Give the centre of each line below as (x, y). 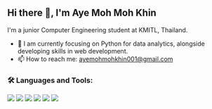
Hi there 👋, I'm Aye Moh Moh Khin (82, 13)
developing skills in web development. (73, 51)
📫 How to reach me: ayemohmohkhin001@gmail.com (95, 59)
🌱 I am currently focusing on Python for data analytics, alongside (111, 44)
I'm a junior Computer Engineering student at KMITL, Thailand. (98, 30)
